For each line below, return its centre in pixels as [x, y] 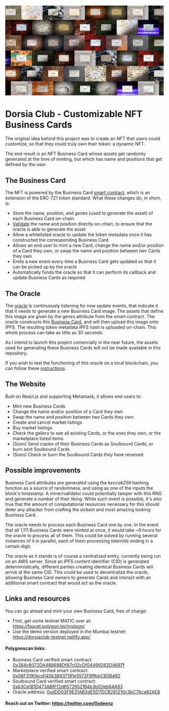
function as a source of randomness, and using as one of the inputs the [79, 488]
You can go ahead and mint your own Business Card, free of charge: [76, 611]
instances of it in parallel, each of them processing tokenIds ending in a [79, 541]
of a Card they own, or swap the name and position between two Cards [87, 251]
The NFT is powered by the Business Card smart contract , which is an [78, 193]
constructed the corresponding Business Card [60, 240]
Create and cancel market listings [47, 422]
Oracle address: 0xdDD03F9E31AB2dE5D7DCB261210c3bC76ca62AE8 [86, 692]
